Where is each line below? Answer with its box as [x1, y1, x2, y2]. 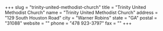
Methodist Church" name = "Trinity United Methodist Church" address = [5, 9, 158, 15]
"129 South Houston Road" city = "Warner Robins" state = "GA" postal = [5, 15, 157, 20]
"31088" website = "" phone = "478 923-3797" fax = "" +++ [5, 20, 132, 26]
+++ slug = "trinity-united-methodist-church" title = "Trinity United [5, 4, 146, 10]
